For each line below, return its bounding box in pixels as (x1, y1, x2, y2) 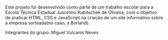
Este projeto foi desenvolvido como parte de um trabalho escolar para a (5, 4, 154, 10)
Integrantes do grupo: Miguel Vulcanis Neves (5, 30, 99, 35)
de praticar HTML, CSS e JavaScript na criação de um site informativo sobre (5, 15, 163, 20)
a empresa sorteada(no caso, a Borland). (5, 20, 90, 26)
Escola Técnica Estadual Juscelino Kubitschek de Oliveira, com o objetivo (5, 9, 157, 15)
